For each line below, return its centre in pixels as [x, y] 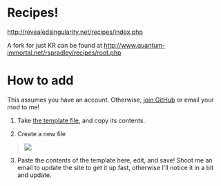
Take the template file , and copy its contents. [81, 120]
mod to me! [23, 107]
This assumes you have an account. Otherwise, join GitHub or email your [110, 100]
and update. [34, 175]
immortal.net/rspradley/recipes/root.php [64, 53]
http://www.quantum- [134, 45]
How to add [40, 81]
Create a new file [41, 133]
